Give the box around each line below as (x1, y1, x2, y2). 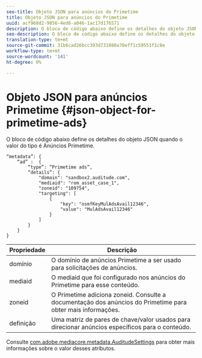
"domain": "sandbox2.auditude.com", (38, 175, 130, 181)
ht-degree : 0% (6, 59, 42, 65)
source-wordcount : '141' (6, 54, 69, 60)
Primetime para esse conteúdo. (50, 281, 140, 289)
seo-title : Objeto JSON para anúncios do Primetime (6, 8, 138, 15)
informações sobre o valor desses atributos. (6, 345, 116, 352)
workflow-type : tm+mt (6, 48, 61, 54)
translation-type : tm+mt (6, 37, 69, 43)
